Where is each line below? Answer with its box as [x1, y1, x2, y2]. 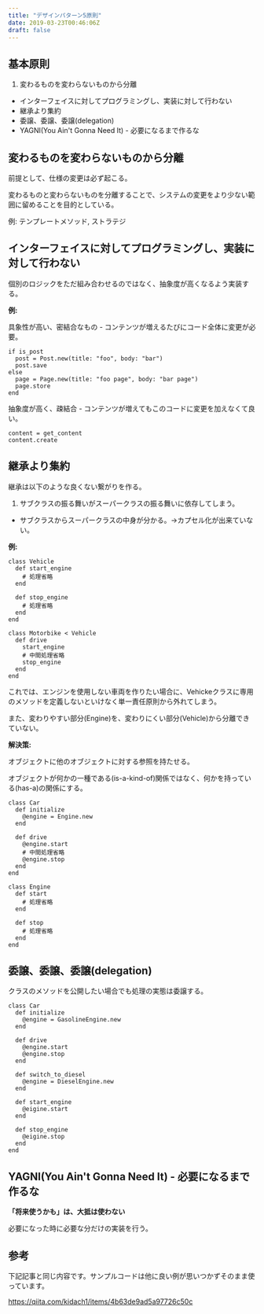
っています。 [8, 1281, 49, 1290]
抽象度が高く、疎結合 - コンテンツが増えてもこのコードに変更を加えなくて [8, 403, 249, 413]
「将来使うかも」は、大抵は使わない [8, 1207, 126, 1216]
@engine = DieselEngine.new [22, 1078, 114, 1086]
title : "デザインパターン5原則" [8, 11, 102, 20]
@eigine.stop [22, 1133, 65, 1141]
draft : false [8, 26, 51, 34]
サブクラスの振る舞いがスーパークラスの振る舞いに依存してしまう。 [19, 499, 240, 508]
